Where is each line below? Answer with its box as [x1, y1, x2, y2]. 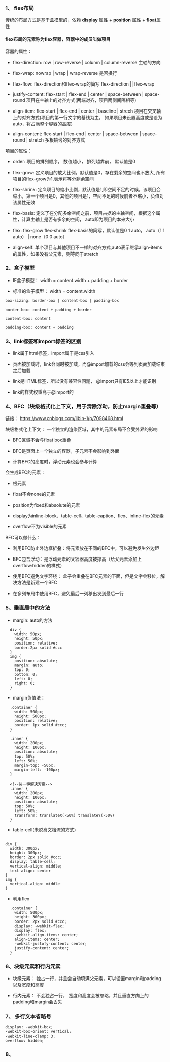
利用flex [12, 895, 29, 902]
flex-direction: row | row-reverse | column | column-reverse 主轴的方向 [12, 59, 161, 65]
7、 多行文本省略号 [5, 1013, 52, 1020]
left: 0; [14, 676, 33, 681]
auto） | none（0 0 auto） [12, 233, 67, 240]
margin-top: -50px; [14, 763, 56, 768]
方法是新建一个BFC [17, 579, 57, 586]
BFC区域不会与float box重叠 [12, 437, 72, 443]
